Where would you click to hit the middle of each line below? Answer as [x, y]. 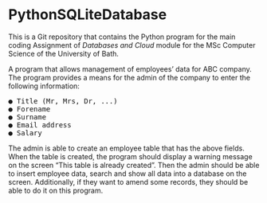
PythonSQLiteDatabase [88, 15]
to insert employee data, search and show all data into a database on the [128, 174]
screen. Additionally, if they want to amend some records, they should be [128, 182]
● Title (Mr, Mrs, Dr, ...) [63, 101]
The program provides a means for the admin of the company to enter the [130, 77]
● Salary [25, 133]
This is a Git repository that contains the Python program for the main [122, 37]
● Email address [40, 125]
